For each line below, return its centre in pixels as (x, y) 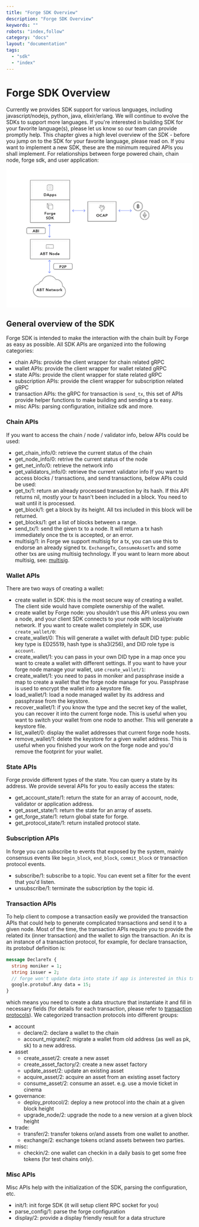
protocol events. (26, 864)
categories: (20, 351)
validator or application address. (54, 804)
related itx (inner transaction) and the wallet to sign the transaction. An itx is (99, 935)
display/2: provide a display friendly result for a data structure (90, 1218)
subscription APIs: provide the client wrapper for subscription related (99, 381)
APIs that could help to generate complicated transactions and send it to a (97, 923)
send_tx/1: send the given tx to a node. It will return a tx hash (89, 528)
